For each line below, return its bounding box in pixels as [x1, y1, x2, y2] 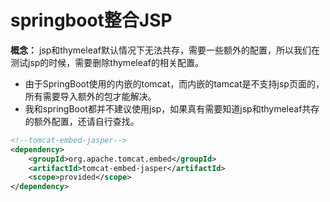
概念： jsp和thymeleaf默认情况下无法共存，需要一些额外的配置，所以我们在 [10, 44, 320, 56]
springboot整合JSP [10, 9, 173, 32]
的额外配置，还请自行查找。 [24, 115, 140, 127]
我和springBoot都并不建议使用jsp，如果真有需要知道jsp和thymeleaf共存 [24, 102, 320, 115]
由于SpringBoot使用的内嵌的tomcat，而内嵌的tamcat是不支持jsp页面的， [24, 77, 325, 90]
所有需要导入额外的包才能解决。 [24, 90, 157, 102]
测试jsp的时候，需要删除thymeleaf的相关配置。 [10, 56, 205, 68]
